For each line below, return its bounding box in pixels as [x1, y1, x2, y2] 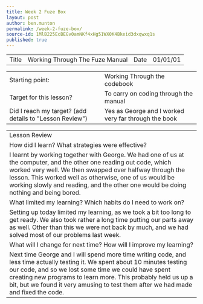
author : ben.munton [6, 20, 56, 26]
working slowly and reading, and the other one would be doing [9, 181, 187, 189]
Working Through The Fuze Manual [27, 56, 128, 63]
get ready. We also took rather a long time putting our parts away [9, 216, 194, 224]
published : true [6, 37, 47, 43]
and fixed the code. [9, 288, 65, 296]
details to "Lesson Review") [9, 114, 88, 123]
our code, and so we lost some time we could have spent [9, 265, 171, 274]
